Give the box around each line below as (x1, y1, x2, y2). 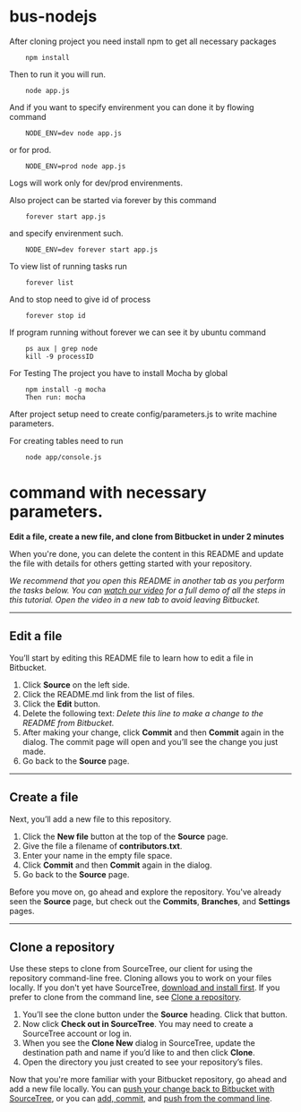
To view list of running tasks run (9, 261, 128, 271)
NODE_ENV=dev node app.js (25, 128, 123, 138)
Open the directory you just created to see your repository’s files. (21, 1056, 263, 1067)
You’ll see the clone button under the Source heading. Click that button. (21, 1009, 288, 1020)
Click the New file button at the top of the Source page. (21, 831, 228, 842)
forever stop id (25, 311, 87, 320)
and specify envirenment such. (9, 227, 124, 238)
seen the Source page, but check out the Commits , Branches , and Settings (9, 895, 291, 906)
